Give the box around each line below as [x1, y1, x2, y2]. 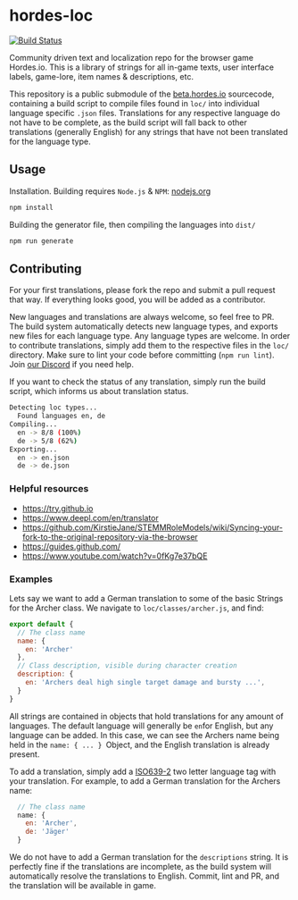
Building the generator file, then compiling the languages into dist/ [9, 219, 256, 230]
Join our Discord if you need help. [9, 359, 134, 370]
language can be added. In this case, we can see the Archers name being [9, 729, 279, 740]
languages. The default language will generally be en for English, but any [9, 720, 274, 731]
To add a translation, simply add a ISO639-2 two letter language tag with [9, 766, 277, 777]
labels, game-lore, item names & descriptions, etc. [9, 71, 195, 81]
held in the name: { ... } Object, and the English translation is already [9, 739, 270, 750]
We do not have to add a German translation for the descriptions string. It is [9, 852, 289, 862]
